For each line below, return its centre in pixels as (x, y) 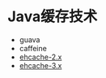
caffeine (33, 48)
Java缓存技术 (53, 17)
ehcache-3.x (40, 65)
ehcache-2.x (40, 57)
